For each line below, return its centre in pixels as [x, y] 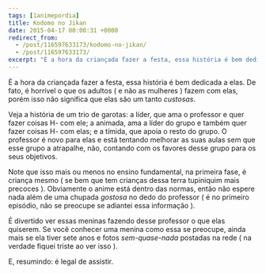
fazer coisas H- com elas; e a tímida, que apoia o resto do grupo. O [118, 131]
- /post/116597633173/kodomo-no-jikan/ [81, 45]
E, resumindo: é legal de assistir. [61, 261]
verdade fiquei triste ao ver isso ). [63, 245]
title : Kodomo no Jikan [47, 23]
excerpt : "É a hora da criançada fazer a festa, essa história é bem [125, 60]
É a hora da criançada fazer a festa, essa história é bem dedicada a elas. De [132, 82]
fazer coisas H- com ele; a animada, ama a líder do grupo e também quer [127, 123]
